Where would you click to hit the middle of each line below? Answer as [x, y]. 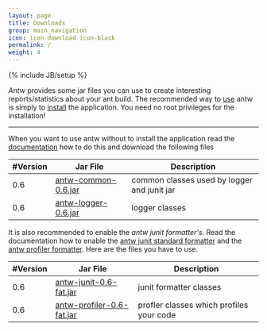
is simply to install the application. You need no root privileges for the [121, 107]
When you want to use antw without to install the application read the [122, 139]
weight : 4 [25, 52]
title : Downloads [37, 23]
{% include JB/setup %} [48, 75]
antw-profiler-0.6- [92, 305]
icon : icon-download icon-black [62, 38]
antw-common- [86, 180]
